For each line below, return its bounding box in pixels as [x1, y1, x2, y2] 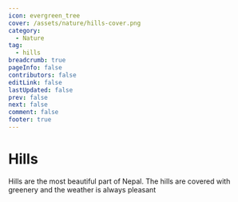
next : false [8, 101, 48, 109]
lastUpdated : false [8, 85, 73, 94]
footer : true [8, 116, 52, 124]
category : [8, 26, 42, 34]
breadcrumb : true [8, 57, 66, 65]
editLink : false [8, 78, 62, 86]
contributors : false [8, 71, 77, 79]
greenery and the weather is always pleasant [8, 184, 157, 194]
